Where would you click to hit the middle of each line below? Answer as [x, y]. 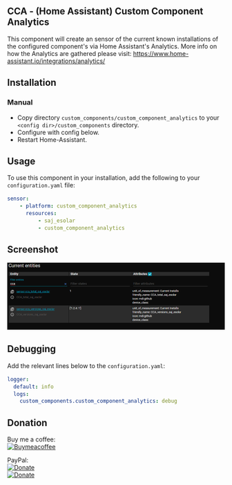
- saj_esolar [57, 221]
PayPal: [18, 460]
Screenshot [33, 249]
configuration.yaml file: [41, 185]
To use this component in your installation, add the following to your [104, 178]
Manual [20, 102]
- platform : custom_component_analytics [78, 206]
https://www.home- [161, 53]
